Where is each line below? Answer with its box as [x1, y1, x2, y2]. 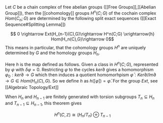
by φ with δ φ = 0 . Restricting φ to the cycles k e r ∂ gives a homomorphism [5, 66, 154, 72]
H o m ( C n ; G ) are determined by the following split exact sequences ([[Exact [5, 15, 156, 22]
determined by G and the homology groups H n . [5, 50, 100, 57]
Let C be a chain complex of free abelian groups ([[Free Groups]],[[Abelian [5, 4, 156, 10]
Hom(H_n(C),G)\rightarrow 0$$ [51, 36, 114, 42]
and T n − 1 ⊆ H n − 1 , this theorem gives [5, 100, 82, 107]
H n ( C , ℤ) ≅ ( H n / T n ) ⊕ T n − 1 [54, 111, 111, 119]
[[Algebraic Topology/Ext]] [5, 84, 59, 90]
